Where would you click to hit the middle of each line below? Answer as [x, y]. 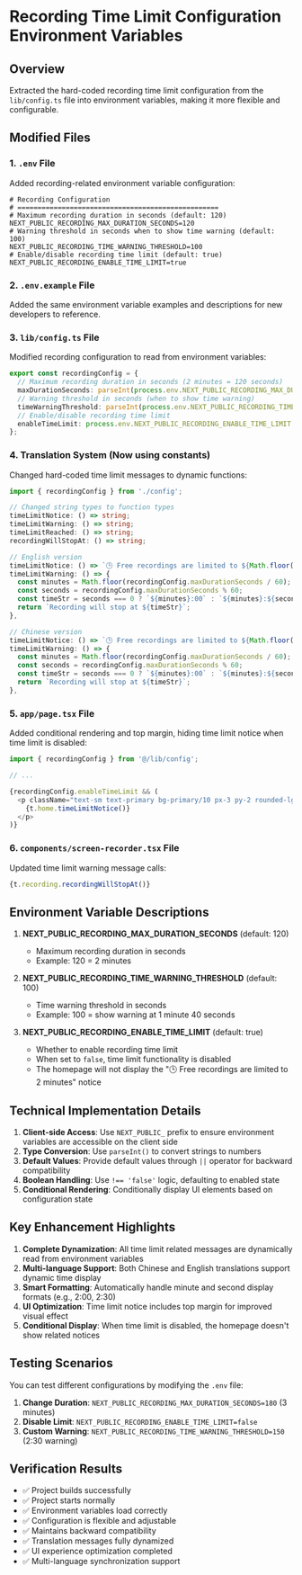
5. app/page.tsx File [52, 713]
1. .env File [32, 164]
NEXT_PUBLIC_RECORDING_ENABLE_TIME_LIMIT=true [98, 263]
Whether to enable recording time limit [107, 1050]
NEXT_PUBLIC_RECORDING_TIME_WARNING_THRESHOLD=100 [106, 246]
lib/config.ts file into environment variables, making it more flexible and [145, 100]
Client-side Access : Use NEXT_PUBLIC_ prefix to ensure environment [148, 1132]
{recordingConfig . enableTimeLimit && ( [84, 792]
